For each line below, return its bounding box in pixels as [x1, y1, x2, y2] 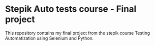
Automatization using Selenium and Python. [5, 35, 93, 41]
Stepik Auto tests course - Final [5, 3, 137, 15]
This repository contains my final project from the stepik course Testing [5, 30, 150, 36]
